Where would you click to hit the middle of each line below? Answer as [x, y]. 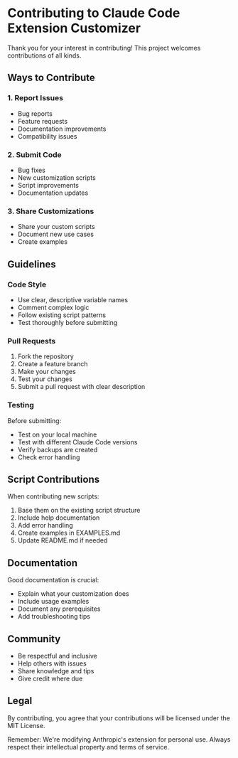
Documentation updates [53, 193]
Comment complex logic [53, 307]
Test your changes [45, 379]
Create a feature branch [53, 364]
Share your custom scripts [56, 227]
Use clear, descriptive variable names [73, 299]
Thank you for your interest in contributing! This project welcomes [104, 48]
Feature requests [43, 121]
